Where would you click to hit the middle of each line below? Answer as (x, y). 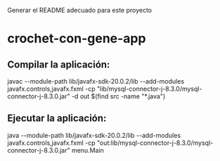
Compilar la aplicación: (59, 64)
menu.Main (88, 150)
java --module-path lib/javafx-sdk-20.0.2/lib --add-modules (94, 135)
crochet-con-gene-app (77, 39)
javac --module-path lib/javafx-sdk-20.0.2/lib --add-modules (96, 81)
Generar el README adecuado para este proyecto (80, 10)
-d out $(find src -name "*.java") (118, 96)
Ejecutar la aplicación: (57, 118)
